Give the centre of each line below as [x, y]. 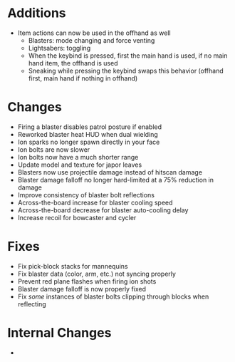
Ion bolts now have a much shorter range [78, 157]
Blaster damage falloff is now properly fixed [82, 289]
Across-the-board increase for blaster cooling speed [95, 202]
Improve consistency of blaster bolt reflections [86, 195]
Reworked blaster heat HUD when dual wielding [88, 134]
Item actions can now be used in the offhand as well [94, 33]
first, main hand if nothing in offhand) [83, 78]
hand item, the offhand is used [73, 63]
